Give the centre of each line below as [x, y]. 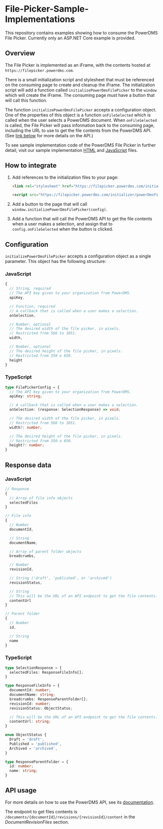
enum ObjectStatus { [26, 735]
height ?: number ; [27, 445]
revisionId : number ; [30, 704]
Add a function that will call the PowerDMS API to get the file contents [82, 219]
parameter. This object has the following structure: [55, 261]
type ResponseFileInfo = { [32, 686]
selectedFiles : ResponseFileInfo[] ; [46, 672]
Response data [28, 465]
